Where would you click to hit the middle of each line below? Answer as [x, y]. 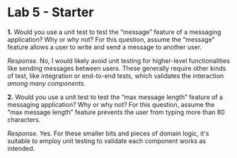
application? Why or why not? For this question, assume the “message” [111, 39]
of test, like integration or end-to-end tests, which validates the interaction [116, 76]
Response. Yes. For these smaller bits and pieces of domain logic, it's [108, 133]
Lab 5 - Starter [51, 12]
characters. [24, 119]
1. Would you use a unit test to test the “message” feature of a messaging [114, 32]
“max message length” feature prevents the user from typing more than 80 [116, 112]
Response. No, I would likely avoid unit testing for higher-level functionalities [118, 60]
